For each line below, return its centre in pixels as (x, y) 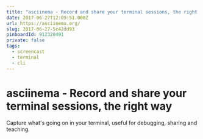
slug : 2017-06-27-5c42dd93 (41, 29)
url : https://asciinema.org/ (43, 23)
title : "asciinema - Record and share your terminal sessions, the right (102, 12)
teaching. (18, 129)
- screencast (28, 52)
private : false (26, 40)
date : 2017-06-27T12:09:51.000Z (47, 18)
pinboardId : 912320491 (35, 35)
